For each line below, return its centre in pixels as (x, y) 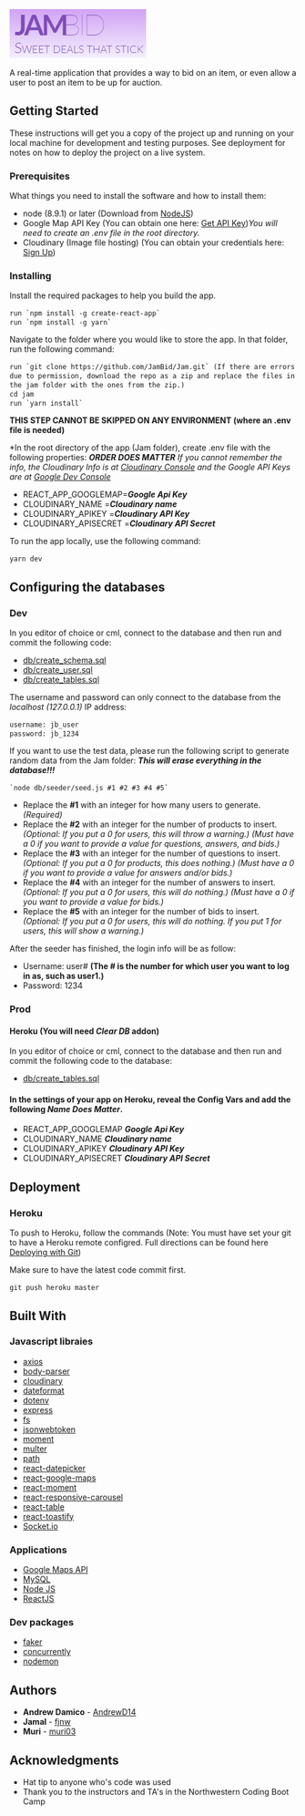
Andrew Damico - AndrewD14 (79, 1712)
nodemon (41, 1661)
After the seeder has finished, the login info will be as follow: (123, 949)
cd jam (22, 395)
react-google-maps (59, 1478)
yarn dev (26, 559)
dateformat (44, 1390)
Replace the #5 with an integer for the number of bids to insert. (141, 912)
